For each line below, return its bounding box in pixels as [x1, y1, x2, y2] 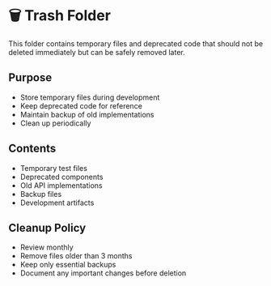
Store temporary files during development [19, 92, 160, 102]
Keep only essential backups [19, 260, 116, 270]
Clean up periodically [19, 118, 91, 128]
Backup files [19, 189, 62, 198]
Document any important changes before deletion [19, 268, 187, 278]
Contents [8, 142, 57, 156]
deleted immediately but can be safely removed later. [8, 47, 186, 57]
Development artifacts [19, 198, 95, 207]
